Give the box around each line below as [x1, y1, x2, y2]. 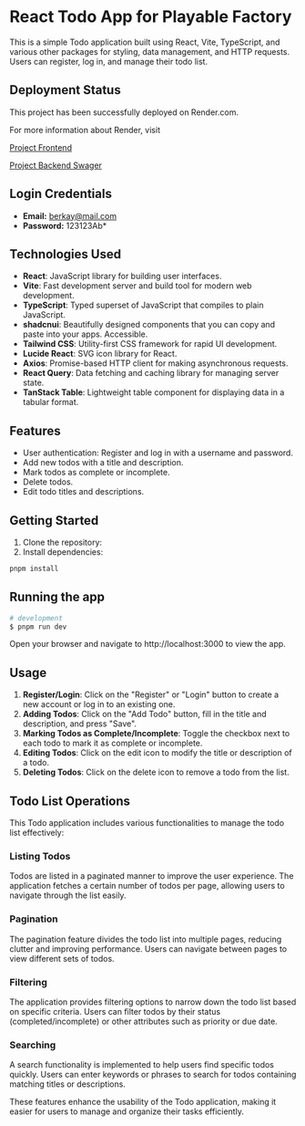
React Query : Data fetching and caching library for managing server [22, 368, 280, 379]
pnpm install [9, 564, 59, 573]
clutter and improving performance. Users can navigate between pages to [9, 943, 288, 954]
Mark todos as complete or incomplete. [22, 467, 170, 478]
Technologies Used [9, 246, 121, 262]
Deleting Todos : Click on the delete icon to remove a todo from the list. [22, 766, 290, 777]
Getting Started [9, 513, 99, 528]
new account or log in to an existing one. [22, 699, 176, 710]
